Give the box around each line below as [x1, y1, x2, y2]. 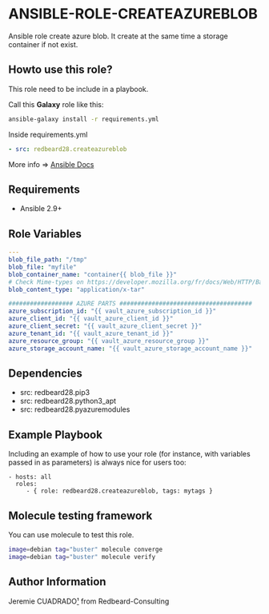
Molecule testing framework [8, 508, 153, 522]
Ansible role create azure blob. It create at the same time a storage [8, 31, 228, 41]
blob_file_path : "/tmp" [8, 256, 88, 264]
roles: [15, 480, 38, 488]
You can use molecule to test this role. [8, 529, 134, 540]
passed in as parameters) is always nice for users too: [8, 457, 187, 468]
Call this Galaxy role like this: [8, 99, 104, 109]
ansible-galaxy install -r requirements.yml [8, 115, 159, 123]
